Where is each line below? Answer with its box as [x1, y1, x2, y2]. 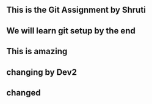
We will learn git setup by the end [6, 26, 136, 36]
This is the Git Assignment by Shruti [6, 5, 147, 15]
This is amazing [6, 46, 68, 57]
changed [6, 88, 41, 98]
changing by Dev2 [6, 67, 78, 77]
